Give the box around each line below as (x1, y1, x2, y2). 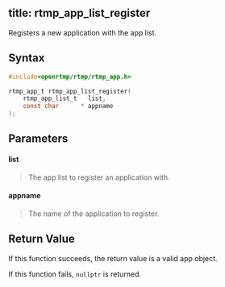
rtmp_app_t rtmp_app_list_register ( (8, 87, 131, 95)
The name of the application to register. (27, 209, 160, 218)
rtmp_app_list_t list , (23, 94, 106, 103)
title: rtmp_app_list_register (8, 6, 151, 20)
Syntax (8, 52, 45, 65)
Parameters (8, 132, 69, 146)
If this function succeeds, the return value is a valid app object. (8, 253, 218, 263)
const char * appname (23, 102, 114, 110)
